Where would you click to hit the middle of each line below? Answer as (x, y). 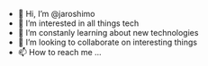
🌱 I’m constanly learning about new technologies (108, 33)
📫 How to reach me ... (59, 52)
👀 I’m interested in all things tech (78, 23)
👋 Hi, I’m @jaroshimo (56, 14)
